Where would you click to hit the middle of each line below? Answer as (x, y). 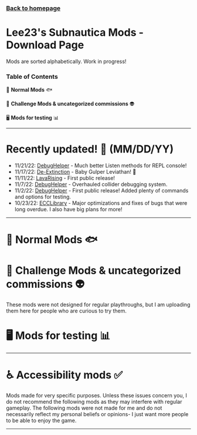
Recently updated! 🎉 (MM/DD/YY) (90, 149)
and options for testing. (43, 197)
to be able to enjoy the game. (41, 421)
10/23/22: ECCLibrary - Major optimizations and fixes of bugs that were (101, 203)
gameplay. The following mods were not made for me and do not (84, 408)
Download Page (45, 45)
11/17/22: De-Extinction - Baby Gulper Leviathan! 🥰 (75, 172)
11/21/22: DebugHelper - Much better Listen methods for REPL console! (101, 165)
